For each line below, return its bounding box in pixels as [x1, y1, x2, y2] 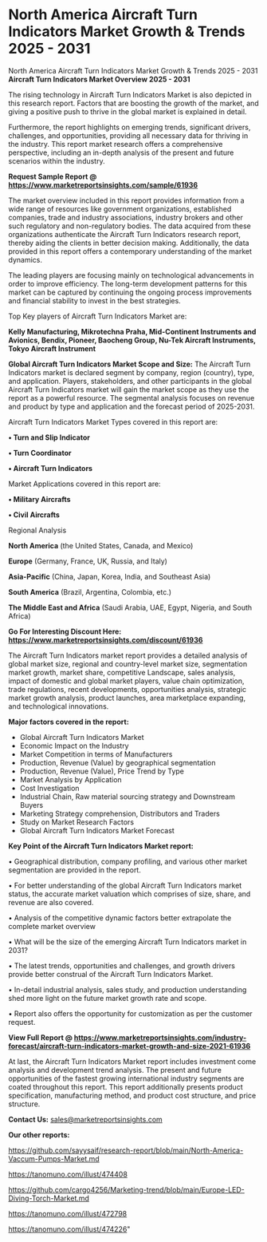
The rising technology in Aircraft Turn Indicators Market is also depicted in [8, 89, 253, 99]
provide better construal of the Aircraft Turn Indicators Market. [8, 969, 214, 979]
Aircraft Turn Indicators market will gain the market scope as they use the [8, 385, 249, 394]
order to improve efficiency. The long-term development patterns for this [8, 279, 247, 288]
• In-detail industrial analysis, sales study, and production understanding [8, 984, 247, 995]
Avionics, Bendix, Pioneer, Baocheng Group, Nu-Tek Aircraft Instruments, [8, 335, 257, 345]
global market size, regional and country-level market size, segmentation [8, 659, 248, 668]
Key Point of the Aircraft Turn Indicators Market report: [8, 841, 194, 851]
